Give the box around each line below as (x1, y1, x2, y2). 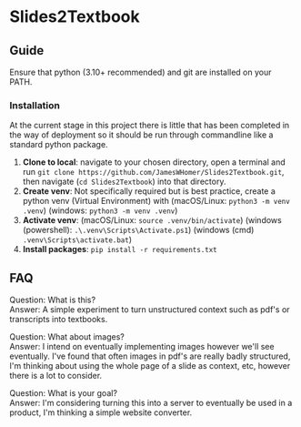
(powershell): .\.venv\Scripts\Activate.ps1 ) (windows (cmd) (22, 225, 255, 236)
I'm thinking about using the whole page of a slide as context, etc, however (9, 361, 291, 371)
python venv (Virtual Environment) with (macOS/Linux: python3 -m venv (22, 196, 291, 207)
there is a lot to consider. (9, 371, 103, 381)
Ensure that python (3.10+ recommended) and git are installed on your (9, 66, 272, 77)
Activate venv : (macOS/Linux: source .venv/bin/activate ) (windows (22, 215, 282, 226)
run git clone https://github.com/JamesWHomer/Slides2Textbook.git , (22, 167, 285, 178)
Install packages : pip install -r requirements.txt (22, 244, 218, 255)
